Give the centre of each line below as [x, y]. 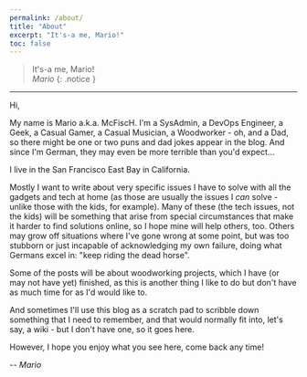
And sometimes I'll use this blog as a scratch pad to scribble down [134, 310]
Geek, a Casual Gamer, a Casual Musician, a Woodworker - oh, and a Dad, [149, 132]
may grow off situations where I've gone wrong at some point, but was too [149, 236]
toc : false [30, 43]
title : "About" [38, 26]
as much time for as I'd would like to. [79, 292]
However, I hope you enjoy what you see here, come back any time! [137, 347]
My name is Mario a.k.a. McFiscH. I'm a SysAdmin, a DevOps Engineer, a [146, 123]
